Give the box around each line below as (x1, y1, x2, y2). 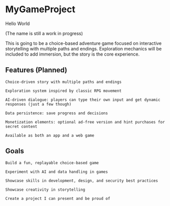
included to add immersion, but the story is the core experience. (5, 51, 140, 57)
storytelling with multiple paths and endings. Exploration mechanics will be (5, 45, 162, 51)
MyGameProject (5, 4, 75, 15)
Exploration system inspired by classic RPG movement (5, 88, 122, 93)
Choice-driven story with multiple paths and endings (5, 79, 122, 85)
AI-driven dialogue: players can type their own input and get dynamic (5, 97, 160, 102)
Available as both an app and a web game (5, 133, 95, 138)
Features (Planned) (5, 66, 68, 74)
